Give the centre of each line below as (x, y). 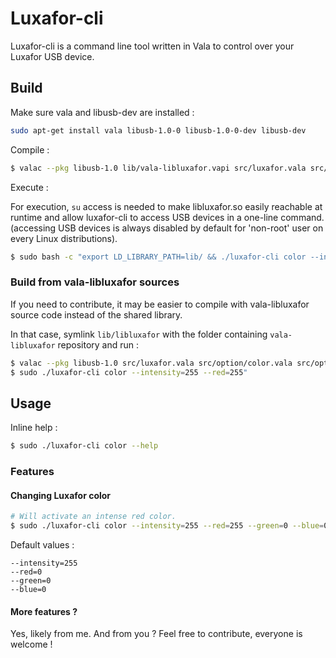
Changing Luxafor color (61, 495)
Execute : (29, 187)
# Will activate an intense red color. (93, 517)
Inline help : (34, 428)
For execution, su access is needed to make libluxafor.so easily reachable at (166, 206)
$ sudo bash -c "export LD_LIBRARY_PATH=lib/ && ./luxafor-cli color (158, 257)
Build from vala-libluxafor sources (95, 282)
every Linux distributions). (64, 238)
